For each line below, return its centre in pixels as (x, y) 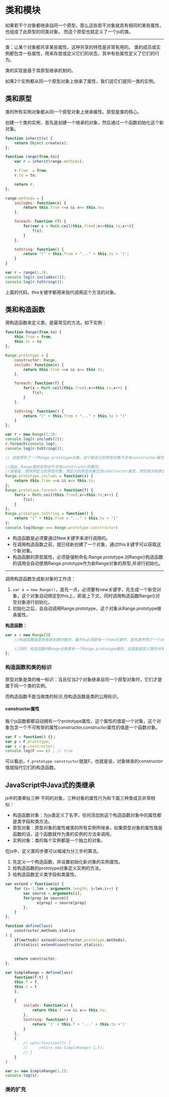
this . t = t (26, 987)
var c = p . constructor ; (30, 746)
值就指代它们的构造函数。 (32, 767)
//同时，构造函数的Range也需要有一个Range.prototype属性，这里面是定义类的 (86, 649)
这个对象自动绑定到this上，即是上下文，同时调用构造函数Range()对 (91, 596)
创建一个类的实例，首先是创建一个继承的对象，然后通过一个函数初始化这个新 (84, 122)
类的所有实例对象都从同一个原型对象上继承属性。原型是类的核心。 (73, 112)
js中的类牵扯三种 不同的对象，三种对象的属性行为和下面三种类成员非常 (78, 798)
